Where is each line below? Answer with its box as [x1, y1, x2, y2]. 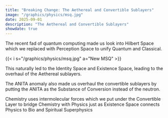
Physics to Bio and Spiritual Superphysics [5, 107, 93, 113]
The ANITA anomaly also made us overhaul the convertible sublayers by [5, 81, 157, 87]
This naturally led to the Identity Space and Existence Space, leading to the [5, 66, 163, 72]
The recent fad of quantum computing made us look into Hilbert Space [5, 40, 154, 46]
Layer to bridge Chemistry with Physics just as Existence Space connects [5, 101, 160, 107]
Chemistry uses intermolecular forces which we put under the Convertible [5, 96, 161, 102]
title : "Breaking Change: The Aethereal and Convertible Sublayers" [5, 7, 154, 13]
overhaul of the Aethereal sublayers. [5, 71, 82, 77]
